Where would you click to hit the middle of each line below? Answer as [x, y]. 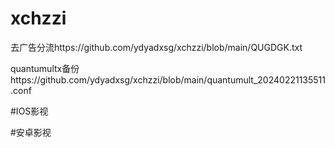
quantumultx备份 [45, 68]
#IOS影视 [29, 111]
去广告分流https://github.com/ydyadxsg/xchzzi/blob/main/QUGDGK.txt [156, 47]
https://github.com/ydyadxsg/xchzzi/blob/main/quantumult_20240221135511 [168, 79]
